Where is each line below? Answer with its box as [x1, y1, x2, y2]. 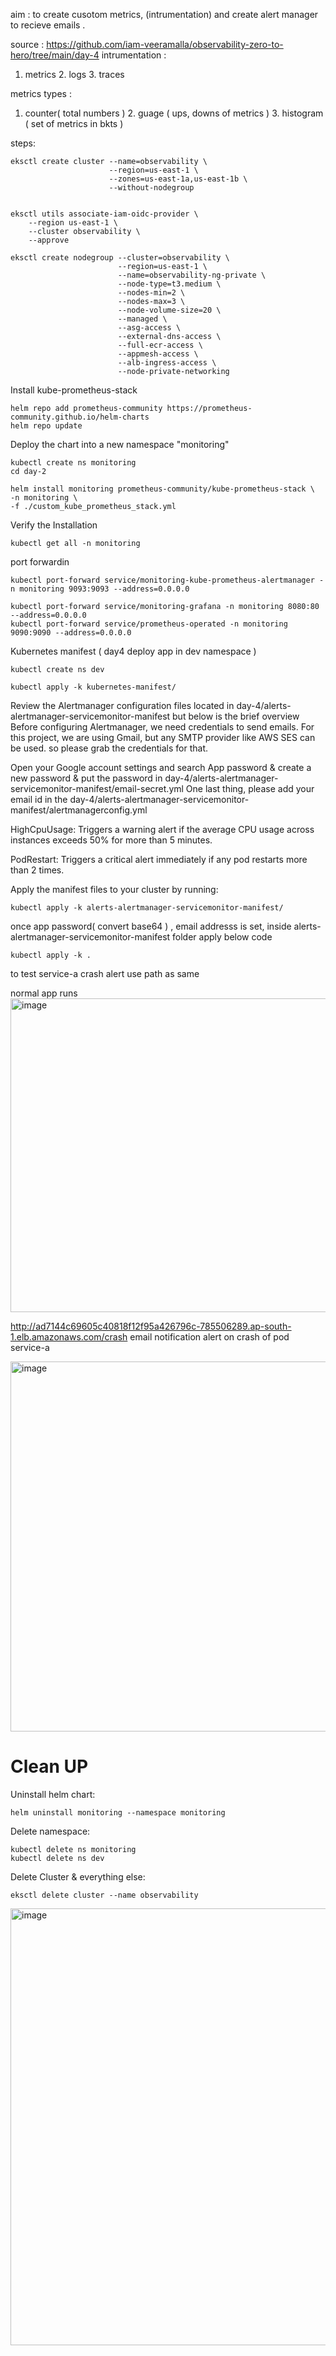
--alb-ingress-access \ [117, 358, 217, 368]
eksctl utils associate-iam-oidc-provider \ [10, 209, 199, 219]
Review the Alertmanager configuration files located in [10, 700, 235, 711]
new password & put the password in [10, 772, 163, 784]
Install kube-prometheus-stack [10, 384, 138, 396]
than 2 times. [10, 864, 65, 876]
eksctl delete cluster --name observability [10, 1890, 199, 1900]
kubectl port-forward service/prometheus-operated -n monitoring [10, 619, 288, 629]
